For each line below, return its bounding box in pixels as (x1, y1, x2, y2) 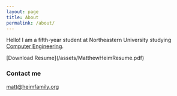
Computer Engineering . (6, 43, 64, 50)
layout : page (6, 8, 39, 15)
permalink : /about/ (6, 20, 55, 26)
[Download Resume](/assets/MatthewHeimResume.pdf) (6, 55, 145, 62)
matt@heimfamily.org (6, 83, 59, 90)
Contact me (6, 70, 41, 78)
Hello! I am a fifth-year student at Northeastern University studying (6, 37, 172, 44)
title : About (6, 14, 39, 20)
